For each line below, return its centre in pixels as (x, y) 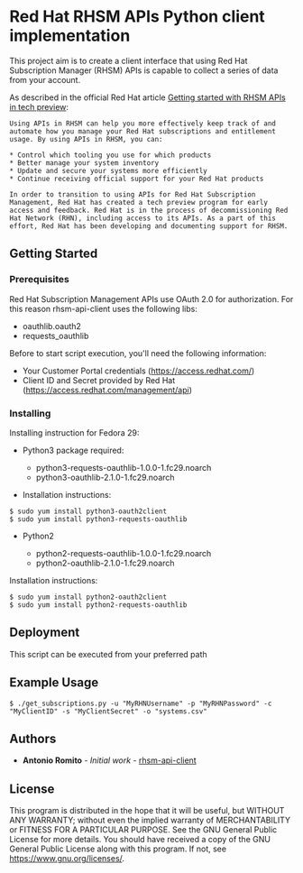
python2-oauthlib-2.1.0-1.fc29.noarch (105, 563)
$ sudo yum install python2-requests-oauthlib (98, 605)
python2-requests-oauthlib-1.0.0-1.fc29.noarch (124, 553)
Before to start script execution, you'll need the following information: (138, 353)
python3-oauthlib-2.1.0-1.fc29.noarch (105, 477)
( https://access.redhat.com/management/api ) (107, 390)
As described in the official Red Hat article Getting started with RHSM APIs (147, 97)
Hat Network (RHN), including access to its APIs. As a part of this (143, 218)
